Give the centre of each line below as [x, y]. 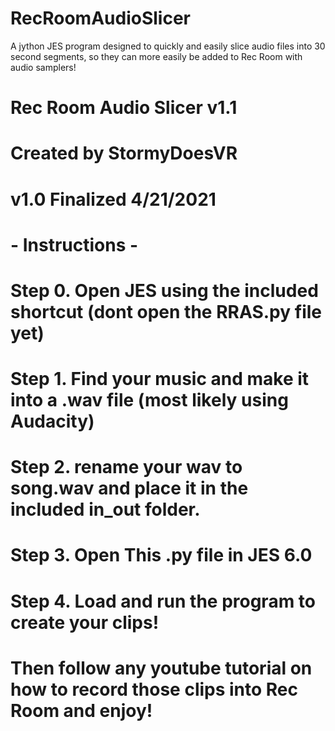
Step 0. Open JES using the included [164, 290]
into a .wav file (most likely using [149, 400]
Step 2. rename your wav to [126, 467]
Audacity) [52, 421]
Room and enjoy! [81, 710]
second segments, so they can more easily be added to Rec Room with [156, 56]
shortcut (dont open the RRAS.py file [166, 311]
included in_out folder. [105, 509]
